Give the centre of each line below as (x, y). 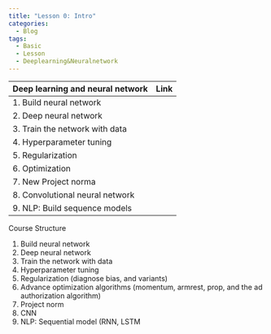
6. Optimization (42, 168)
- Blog (27, 31)
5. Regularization (45, 155)
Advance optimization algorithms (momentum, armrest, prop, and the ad (141, 287)
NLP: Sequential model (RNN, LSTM (80, 321)
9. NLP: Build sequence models (72, 208)
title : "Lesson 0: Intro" (52, 16)
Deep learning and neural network (80, 89)
